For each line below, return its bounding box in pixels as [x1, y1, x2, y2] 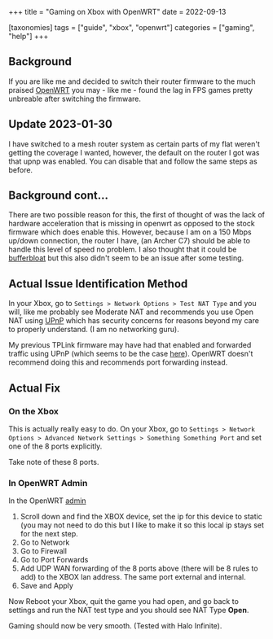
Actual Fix [8, 381, 61, 395]
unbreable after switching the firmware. [8, 94, 141, 103]
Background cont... [8, 189, 108, 203]
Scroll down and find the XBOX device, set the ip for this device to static [20, 512, 262, 522]
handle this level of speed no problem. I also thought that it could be [8, 244, 237, 255]
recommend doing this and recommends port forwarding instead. [8, 357, 228, 367]
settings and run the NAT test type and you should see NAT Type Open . [8, 606, 249, 615]
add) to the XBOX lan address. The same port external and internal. [20, 572, 246, 582]
